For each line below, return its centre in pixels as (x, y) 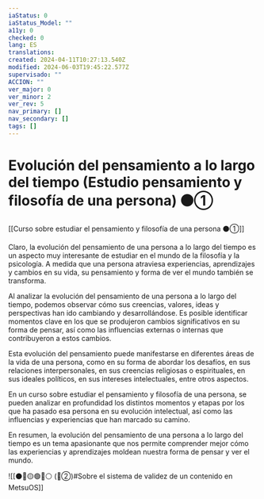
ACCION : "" (26, 82)
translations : (32, 52)
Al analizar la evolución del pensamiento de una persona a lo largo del (122, 296)
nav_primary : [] (35, 112)
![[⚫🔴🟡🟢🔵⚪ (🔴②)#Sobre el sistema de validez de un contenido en (121, 476)
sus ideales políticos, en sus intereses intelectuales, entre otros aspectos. (128, 378)
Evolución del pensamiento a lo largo (132, 165)
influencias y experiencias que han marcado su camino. (99, 419)
